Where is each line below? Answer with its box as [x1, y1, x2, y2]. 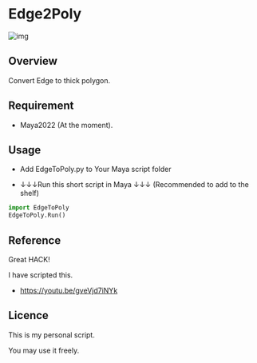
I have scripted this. [8, 269, 73, 280]
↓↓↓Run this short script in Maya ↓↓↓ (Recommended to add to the [19, 180, 249, 189]
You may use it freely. [8, 345, 80, 355]
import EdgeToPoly [8, 204, 69, 212]
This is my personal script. [8, 329, 96, 340]
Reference [8, 233, 61, 247]
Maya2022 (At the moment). [19, 120, 113, 130]
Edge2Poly [8, 5, 82, 23]
